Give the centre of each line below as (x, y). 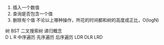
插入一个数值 (26, 7)
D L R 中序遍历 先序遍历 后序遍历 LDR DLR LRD (54, 37)
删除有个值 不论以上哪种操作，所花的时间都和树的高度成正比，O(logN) (86, 20)
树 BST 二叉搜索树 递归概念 (34, 31)
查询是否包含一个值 (33, 14)
